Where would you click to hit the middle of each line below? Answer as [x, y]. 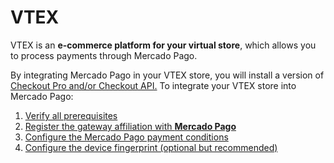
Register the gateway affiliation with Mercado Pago [130, 126]
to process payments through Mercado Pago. [104, 55]
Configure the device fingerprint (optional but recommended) [151, 147]
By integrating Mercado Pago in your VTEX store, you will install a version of [167, 75]
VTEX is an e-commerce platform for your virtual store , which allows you [163, 45]
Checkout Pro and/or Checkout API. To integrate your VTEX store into [153, 85]
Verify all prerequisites [71, 115]
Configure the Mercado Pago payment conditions [126, 137]
